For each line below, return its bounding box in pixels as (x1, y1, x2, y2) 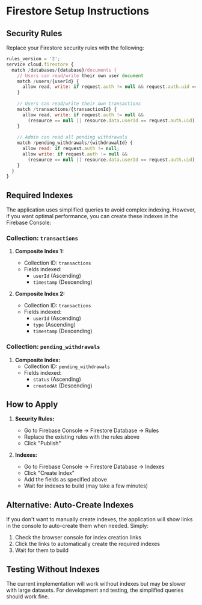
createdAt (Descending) (32, 381, 93, 389)
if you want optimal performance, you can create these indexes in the (6, 213, 179, 220)
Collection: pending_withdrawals (6, 342, 100, 351)
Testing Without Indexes (6, 564, 100, 574)
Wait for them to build (14, 547, 69, 554)
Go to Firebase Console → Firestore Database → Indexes (23, 463, 165, 471)
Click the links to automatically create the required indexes (14, 541, 161, 548)
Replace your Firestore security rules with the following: (6, 44, 144, 51)
